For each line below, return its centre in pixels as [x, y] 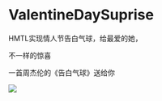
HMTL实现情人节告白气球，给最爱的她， [76, 38]
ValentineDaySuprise [81, 15]
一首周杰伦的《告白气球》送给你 [62, 72]
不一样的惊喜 [30, 55]
